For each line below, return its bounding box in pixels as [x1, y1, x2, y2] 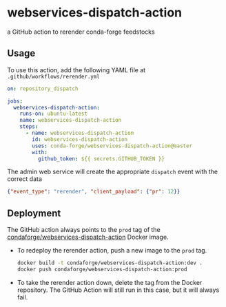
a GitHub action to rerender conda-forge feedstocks [7, 28, 155, 36]
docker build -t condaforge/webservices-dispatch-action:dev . [17, 260, 203, 266]
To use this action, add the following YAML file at [7, 65, 146, 74]
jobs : [7, 98, 23, 105]
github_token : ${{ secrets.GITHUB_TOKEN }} [37, 155, 165, 162]
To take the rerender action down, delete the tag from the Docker [17, 278, 203, 286]
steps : [19, 123, 39, 130]
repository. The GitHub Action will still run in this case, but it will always [17, 286, 220, 294]
